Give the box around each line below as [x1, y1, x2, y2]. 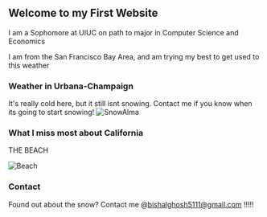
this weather [8, 60, 50, 70]
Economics [8, 36, 46, 46]
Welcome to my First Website [8, 6, 158, 20]
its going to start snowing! [8, 108, 95, 117]
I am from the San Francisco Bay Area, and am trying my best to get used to [8, 51, 260, 61]
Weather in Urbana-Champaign [8, 80, 134, 92]
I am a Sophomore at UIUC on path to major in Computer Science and [8, 27, 239, 37]
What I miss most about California [8, 128, 143, 139]
